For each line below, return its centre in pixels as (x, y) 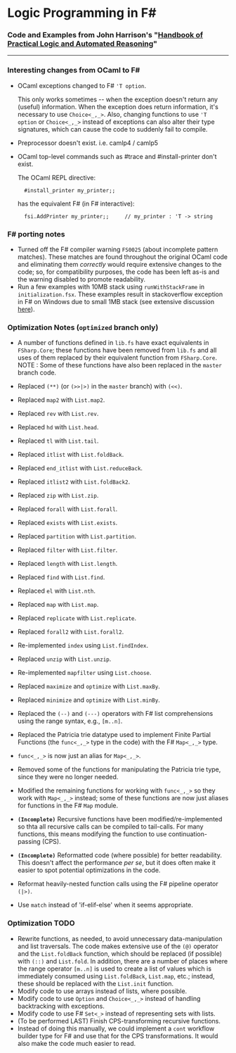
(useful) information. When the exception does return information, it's (118, 106)
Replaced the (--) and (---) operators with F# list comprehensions (115, 714)
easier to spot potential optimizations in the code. (89, 870)
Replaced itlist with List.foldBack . (71, 455)
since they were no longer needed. (68, 777)
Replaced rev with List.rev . (58, 414)
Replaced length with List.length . (67, 564)
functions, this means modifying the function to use (92, 834)
